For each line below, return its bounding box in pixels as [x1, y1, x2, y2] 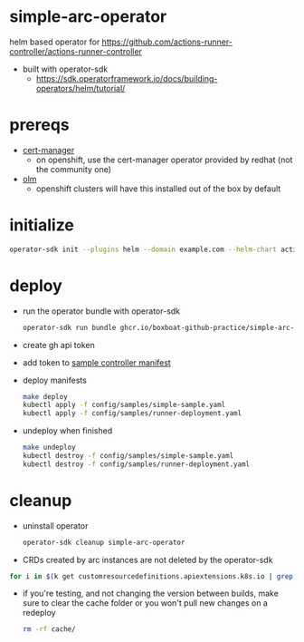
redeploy [22, 608, 56, 618]
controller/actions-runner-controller [9, 45, 143, 56]
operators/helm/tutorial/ [35, 83, 126, 93]
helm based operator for [9, 36, 100, 47]
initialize [9, 215, 75, 236]
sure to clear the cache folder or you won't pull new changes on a [22, 598, 269, 608]
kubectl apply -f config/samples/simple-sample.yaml [22, 401, 226, 410]
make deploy [22, 392, 68, 401]
